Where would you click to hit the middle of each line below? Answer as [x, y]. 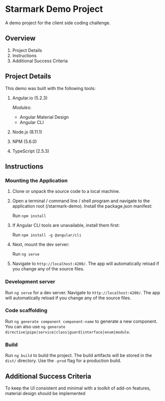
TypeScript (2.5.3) [31, 151]
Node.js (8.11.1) [27, 132]
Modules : [22, 107]
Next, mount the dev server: [41, 245]
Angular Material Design [44, 117]
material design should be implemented [45, 393]
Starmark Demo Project [54, 9]
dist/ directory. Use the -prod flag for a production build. [63, 361]
